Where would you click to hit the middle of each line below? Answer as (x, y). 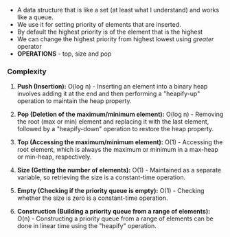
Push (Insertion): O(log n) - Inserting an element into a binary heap (112, 87)
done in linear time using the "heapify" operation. (87, 226)
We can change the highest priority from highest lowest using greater (115, 39)
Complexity (27, 71)
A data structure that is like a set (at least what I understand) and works (118, 10)
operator (30, 46)
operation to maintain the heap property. (74, 101)
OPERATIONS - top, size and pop (64, 54)
